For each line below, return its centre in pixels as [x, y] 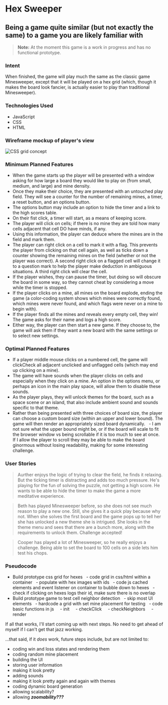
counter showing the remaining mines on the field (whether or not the [84, 256]
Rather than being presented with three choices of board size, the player [87, 413]
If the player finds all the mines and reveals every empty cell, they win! [85, 315]
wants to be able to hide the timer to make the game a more [79, 491]
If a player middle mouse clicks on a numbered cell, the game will [80, 360]
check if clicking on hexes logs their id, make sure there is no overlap [84, 593]
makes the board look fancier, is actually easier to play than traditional [77, 87]
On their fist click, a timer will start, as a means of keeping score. [79, 218]
